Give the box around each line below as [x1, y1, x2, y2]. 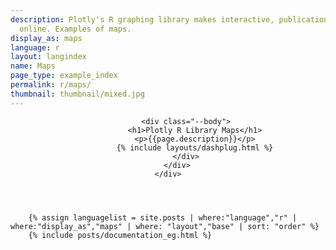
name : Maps [10, 61, 56, 71]
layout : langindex [10, 52, 87, 62]
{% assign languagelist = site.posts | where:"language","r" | [28, 212, 298, 223]
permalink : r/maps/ [10, 80, 92, 90]
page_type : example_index [10, 71, 118, 81]
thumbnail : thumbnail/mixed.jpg [10, 89, 145, 99]
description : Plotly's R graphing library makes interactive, [10, 14, 275, 25]
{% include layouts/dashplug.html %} [116, 142, 274, 153]
